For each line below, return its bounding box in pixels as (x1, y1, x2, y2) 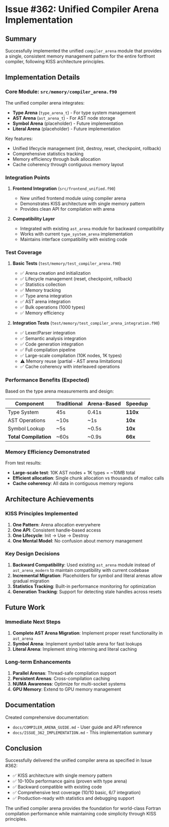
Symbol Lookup (8, 425, 45, 432)
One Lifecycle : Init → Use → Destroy (12, 532, 89, 539)
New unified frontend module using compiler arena (20, 195, 126, 201)
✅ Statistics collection (20, 281, 66, 287)
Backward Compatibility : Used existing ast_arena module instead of (12, 562, 155, 568)
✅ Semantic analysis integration (20, 335, 87, 342)
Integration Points (5, 174, 50, 181)
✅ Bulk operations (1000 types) (20, 304, 86, 310)
